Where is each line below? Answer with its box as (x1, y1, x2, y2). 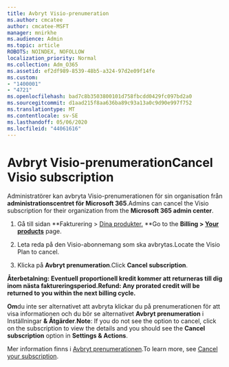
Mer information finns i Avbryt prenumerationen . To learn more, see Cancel (7, 345, 218, 353)
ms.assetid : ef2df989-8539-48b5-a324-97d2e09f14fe (7, 67, 155, 74)
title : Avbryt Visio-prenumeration (7, 10, 109, 17)
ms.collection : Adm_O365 (7, 61, 78, 68)
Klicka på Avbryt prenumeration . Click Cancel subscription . (17, 261, 188, 269)
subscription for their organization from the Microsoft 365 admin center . (7, 207, 215, 215)
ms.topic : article (7, 42, 60, 49)
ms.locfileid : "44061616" (7, 125, 81, 132)
